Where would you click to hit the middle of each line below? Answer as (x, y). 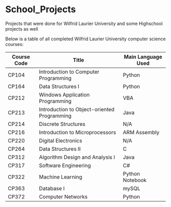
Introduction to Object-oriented (77, 109)
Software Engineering (65, 165)
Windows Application (64, 94)
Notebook (135, 180)
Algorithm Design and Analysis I (77, 157)
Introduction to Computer (69, 71)
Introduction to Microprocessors (77, 132)
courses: (15, 44)
